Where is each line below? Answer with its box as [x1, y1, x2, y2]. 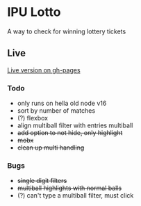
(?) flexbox [17, 114, 49, 122]
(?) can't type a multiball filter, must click [17, 191, 134, 200]
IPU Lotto [7, 4, 61, 20]
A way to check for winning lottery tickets [7, 27, 126, 35]
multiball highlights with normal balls [17, 184, 122, 192]
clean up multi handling [17, 143, 85, 152]
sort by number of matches [17, 106, 96, 115]
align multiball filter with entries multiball [17, 121, 133, 129]
